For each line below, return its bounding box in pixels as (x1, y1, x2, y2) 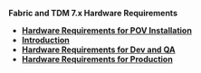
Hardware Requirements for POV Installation (21, 25, 192, 35)
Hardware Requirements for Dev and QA (21, 44, 176, 55)
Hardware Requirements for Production (21, 54, 173, 64)
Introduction (21, 35, 70, 45)
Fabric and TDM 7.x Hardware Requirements (8, 8, 178, 18)
